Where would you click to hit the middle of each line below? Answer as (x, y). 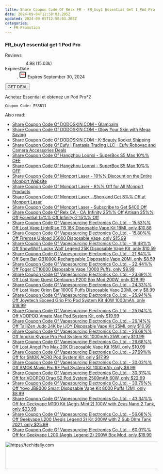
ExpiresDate (17, 69)
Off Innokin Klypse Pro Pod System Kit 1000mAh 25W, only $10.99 (78, 337)
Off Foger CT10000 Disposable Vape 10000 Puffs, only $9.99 (73, 269)
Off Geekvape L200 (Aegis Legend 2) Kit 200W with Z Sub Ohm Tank (81, 419)
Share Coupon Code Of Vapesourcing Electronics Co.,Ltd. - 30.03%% (82, 362)
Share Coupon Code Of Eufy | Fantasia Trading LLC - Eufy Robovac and (84, 145)
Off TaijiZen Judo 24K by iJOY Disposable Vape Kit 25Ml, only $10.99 (81, 326)
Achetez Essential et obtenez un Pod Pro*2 (48, 97)
